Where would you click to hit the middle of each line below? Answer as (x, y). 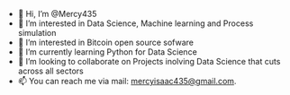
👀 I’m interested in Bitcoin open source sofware (106, 42)
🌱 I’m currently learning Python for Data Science (108, 52)
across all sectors (50, 71)
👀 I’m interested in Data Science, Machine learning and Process (136, 23)
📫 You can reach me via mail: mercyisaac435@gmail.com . (127, 81)
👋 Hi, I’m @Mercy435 (57, 14)
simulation (37, 33)
